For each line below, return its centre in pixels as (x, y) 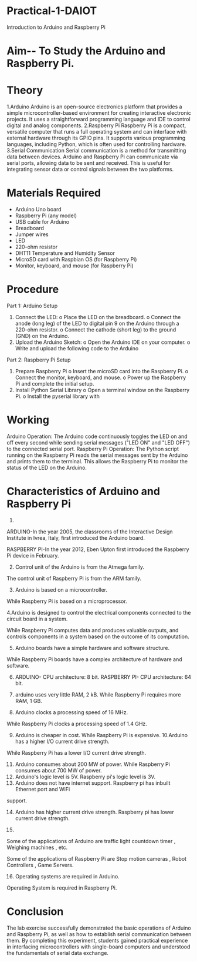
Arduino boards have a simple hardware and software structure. (92, 648)
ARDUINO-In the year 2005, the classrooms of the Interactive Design (90, 532)
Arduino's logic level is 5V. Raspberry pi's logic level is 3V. (85, 777)
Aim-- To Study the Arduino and (86, 51)
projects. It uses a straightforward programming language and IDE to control (98, 120)
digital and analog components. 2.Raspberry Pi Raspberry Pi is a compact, (96, 125)
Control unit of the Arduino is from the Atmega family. (79, 567)
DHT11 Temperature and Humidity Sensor (65, 253)
